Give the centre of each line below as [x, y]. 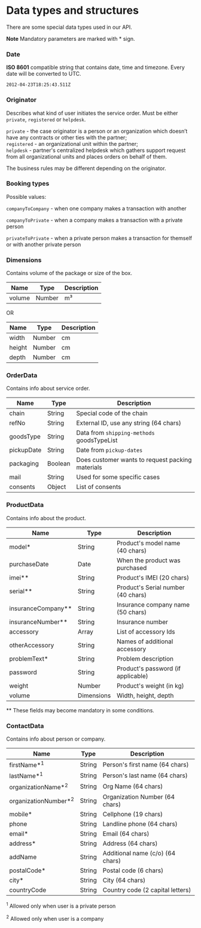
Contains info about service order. [48, 389]
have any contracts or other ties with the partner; [67, 137]
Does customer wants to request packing [134, 460]
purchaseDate [29, 564]
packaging [24, 464]
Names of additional [145, 641]
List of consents [99, 487]
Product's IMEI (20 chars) [153, 577]
